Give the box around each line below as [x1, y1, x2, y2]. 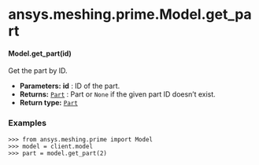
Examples [8, 118, 47, 129]
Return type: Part [19, 98, 79, 108]
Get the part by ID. [8, 66, 68, 75]
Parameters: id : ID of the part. [19, 81, 120, 91]
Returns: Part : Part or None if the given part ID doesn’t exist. [19, 90, 216, 99]
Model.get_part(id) [8, 49, 72, 58]
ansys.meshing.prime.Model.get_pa [8, 5, 252, 24]
